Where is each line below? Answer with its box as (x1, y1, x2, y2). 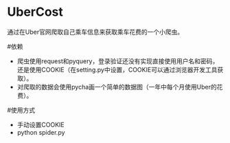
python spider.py (16, 128, 65, 136)
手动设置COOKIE (16, 120, 65, 129)
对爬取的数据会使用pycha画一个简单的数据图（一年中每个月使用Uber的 (16, 82, 218, 91)
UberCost (7, 4, 64, 20)
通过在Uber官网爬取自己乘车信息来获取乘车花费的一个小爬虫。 (7, 27, 184, 36)
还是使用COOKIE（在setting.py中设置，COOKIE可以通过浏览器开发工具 (16, 65, 218, 74)
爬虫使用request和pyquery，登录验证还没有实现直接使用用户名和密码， (16, 56, 219, 65)
